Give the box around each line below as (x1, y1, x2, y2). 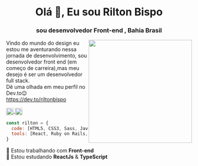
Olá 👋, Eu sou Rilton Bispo (35, 5, 163, 19)
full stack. (6, 77, 30, 84)
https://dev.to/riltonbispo (6, 96, 67, 103)
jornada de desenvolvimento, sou (6, 52, 87, 59)
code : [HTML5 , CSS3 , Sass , (11, 125, 78, 131)
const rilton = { (6, 120, 49, 126)
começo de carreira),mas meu (6, 65, 80, 72)
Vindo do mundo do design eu (6, 39, 80, 47)
